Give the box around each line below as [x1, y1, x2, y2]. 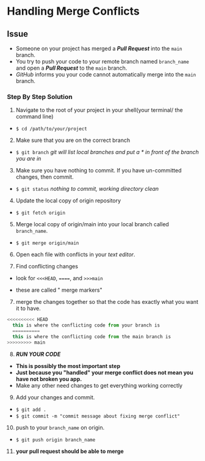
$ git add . [15, 407, 46, 413]
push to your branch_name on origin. [15, 424, 105, 431]
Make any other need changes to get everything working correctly [15, 382, 182, 389]
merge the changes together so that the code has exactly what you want [15, 298, 199, 306]
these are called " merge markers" [15, 286, 103, 294]
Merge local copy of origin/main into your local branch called [15, 221, 170, 228]
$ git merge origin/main [15, 240, 79, 246]
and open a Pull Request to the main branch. [15, 64, 128, 72]
